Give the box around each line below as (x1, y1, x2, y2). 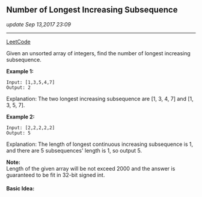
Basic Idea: (6, 185, 35, 192)
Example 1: (6, 67, 34, 74)
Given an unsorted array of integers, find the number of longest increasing (6, 49, 191, 56)
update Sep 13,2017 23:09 (6, 20, 71, 28)
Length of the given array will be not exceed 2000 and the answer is (6, 165, 176, 172)
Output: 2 (6, 84, 31, 91)
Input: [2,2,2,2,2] (6, 124, 55, 131)
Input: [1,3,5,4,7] (6, 79, 55, 85)
